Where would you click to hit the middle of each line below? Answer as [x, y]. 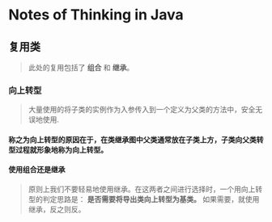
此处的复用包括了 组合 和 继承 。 [81, 67]
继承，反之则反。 [57, 209]
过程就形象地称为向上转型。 [61, 149]
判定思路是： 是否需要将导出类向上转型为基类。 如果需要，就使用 [151, 199]
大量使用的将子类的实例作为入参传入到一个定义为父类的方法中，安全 [142, 110]
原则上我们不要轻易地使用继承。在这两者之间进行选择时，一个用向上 [142, 189]
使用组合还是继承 [37, 170]
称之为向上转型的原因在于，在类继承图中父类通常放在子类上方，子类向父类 [132, 140]
